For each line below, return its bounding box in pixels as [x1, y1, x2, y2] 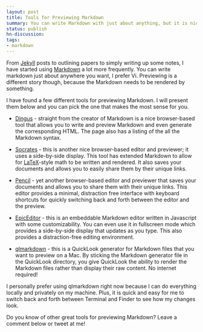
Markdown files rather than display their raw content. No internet [14, 264, 176, 272]
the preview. [14, 202, 46, 209]
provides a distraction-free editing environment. [14, 233, 135, 241]
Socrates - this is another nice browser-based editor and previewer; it [14, 146, 189, 153]
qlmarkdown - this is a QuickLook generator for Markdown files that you [14, 245, 195, 252]
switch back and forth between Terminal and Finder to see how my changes [6, 295, 196, 302]
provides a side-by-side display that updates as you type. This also [14, 227, 182, 234]
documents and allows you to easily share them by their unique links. [14, 164, 187, 172]
